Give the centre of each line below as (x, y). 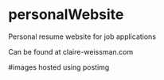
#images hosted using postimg (59, 67)
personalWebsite (66, 15)
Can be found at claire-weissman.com (71, 51)
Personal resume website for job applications (82, 36)
